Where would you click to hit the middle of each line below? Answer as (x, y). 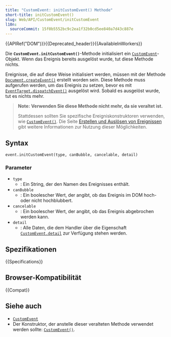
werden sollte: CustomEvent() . (44, 329)
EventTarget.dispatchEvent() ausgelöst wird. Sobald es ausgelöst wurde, (83, 91)
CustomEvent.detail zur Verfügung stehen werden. (74, 233)
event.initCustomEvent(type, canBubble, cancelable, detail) (72, 155)
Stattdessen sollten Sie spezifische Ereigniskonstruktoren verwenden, (91, 116)
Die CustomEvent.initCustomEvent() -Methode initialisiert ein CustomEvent (81, 54)
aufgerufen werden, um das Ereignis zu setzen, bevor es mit (68, 86)
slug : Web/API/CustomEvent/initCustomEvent (52, 19)
